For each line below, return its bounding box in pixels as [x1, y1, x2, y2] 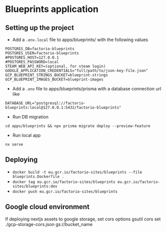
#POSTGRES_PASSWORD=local [5, 59, 59, 64]
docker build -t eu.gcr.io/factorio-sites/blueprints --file [12, 169, 143, 174]
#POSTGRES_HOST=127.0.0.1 [5, 55, 59, 60]
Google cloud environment [5, 202, 90, 211]
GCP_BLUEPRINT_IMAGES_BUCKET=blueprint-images [5, 77, 104, 82]
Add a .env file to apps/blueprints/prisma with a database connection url [12, 86, 162, 91]
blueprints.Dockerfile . [12, 174, 64, 179]
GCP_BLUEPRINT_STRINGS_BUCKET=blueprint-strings [5, 72, 108, 77]
